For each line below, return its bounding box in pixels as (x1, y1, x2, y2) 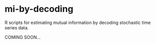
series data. (4, 24, 29, 30)
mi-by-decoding (4, 3, 74, 15)
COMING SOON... (4, 34, 41, 40)
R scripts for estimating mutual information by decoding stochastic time (4, 20, 151, 25)
